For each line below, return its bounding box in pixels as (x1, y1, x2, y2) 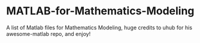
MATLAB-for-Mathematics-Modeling (6, 4, 195, 18)
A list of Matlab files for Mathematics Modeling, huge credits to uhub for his (6, 24, 193, 31)
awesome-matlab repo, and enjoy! (6, 30, 91, 37)
